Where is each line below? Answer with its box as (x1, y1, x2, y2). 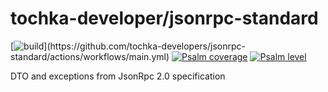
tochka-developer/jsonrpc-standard (10, 7, 319, 30)
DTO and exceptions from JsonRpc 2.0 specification (10, 70, 226, 82)
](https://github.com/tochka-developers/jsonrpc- (43, 40, 246, 52)
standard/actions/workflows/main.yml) (10, 50, 170, 62)
